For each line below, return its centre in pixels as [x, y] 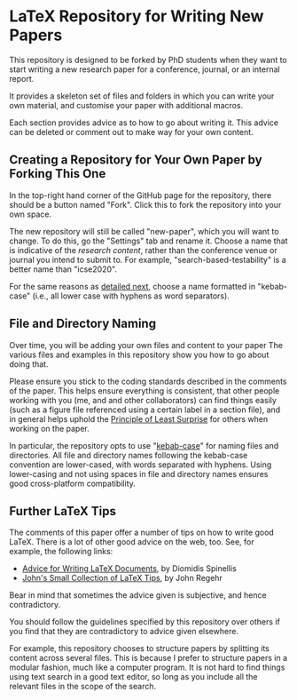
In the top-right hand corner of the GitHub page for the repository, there [141, 195]
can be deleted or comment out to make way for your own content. [132, 131]
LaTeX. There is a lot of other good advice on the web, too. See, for [132, 542]
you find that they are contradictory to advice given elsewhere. [124, 632]
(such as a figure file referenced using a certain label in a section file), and [145, 410]
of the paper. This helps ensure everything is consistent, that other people [145, 390]
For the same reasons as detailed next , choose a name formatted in [132, 286]
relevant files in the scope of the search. [83, 687]
